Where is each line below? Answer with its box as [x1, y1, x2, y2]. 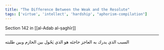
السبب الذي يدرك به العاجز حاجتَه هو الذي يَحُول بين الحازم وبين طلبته [5, 39, 129, 45]
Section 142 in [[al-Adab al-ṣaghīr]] [5, 25, 76, 31]
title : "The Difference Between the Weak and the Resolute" [5, 7, 130, 12]
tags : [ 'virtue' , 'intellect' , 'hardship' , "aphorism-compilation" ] [5, 12, 147, 17]
